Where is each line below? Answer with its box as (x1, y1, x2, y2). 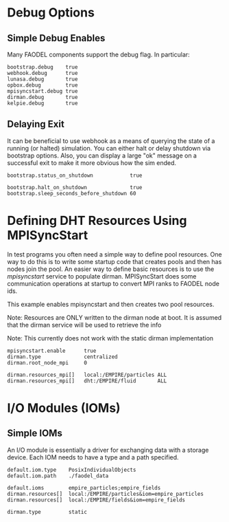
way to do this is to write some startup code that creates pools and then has (7, 257, 222, 265)
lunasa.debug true (7, 76, 78, 83)
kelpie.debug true (7, 100, 78, 107)
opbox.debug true (7, 82, 78, 89)
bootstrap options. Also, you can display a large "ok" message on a (7, 151, 197, 160)
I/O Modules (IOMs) (7, 400, 121, 415)
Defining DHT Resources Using (7, 213, 187, 228)
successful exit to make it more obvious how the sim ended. (7, 158, 177, 166)
